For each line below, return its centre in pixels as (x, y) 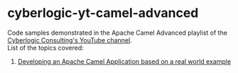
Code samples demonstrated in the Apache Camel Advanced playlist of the (117, 33)
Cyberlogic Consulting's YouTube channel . (70, 40)
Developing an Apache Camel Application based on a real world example (124, 61)
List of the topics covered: (45, 47)
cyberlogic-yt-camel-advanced (103, 13)
